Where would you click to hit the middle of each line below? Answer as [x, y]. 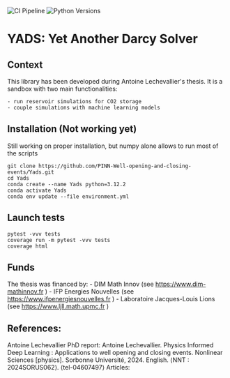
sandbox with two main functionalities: [62, 89]
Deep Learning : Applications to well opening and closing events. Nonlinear [115, 353]
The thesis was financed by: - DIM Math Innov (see [81, 284]
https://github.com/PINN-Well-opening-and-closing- [115, 166]
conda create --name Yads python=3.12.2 [67, 184]
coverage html [28, 246]
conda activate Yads [37, 190]
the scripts [23, 153]
